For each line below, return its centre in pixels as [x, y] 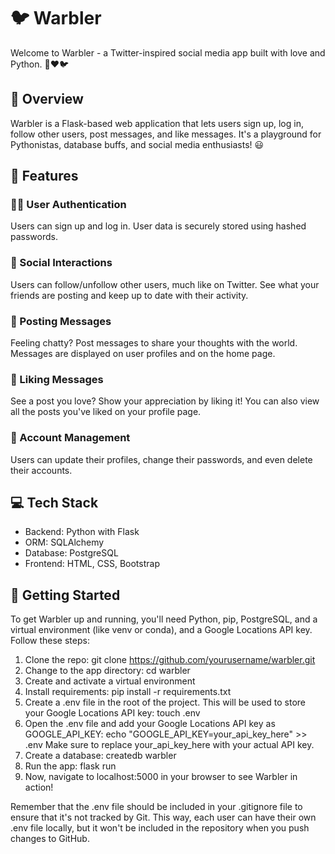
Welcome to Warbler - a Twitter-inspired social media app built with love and [168, 52]
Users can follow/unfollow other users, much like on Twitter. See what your [165, 284]
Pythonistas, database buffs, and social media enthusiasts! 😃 [137, 144]
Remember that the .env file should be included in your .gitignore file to [156, 807]
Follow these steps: [50, 641]
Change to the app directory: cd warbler [107, 671]
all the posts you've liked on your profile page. [106, 412]
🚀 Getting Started [65, 595]
